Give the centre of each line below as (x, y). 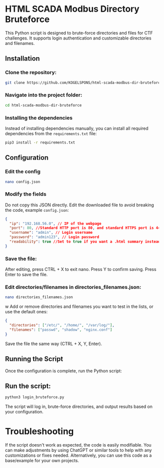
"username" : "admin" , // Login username (51, 233)
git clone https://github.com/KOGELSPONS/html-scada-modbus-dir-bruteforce (84, 82)
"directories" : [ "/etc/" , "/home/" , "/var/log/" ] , (62, 326)
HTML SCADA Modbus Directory (72, 9)
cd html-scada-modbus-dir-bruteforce (43, 105)
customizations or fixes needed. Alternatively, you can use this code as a (79, 455)
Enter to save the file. (26, 275)
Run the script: (28, 386)
